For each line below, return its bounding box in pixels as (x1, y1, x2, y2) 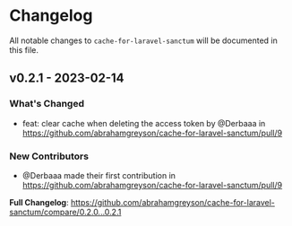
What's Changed (9, 98, 85, 110)
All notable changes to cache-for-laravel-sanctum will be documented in (9, 35, 278, 46)
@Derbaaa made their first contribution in (21, 169, 176, 180)
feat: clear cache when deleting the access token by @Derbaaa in (21, 117, 266, 128)
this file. (9, 44, 39, 55)
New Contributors (9, 150, 90, 162)
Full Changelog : (9, 196, 69, 207)
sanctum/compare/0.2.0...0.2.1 (9, 206, 122, 217)
